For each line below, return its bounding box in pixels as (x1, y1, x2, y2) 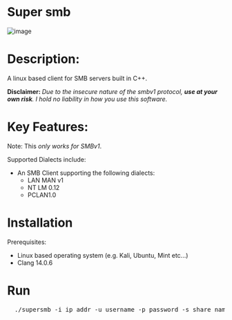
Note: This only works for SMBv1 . (7, 142, 102, 150)
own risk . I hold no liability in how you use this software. (7, 95, 168, 103)
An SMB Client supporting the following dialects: (17, 169, 155, 177)
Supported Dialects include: (7, 155, 86, 163)
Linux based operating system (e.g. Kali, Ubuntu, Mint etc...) (17, 251, 188, 259)
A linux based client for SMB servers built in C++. (7, 74, 148, 82)
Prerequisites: (7, 238, 47, 246)
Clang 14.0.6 (17, 258, 53, 267)
